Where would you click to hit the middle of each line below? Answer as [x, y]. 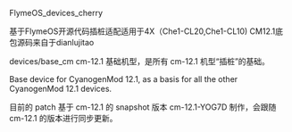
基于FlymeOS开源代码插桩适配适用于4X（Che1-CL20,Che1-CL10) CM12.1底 [146, 31]
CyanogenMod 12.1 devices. [61, 89]
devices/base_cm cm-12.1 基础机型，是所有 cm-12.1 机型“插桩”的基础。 [140, 61]
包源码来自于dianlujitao [52, 42]
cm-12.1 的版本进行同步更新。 [63, 118]
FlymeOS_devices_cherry [56, 13]
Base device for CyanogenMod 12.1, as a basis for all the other [124, 79]
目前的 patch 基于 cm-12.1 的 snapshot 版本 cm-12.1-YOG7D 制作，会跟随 [143, 107]
